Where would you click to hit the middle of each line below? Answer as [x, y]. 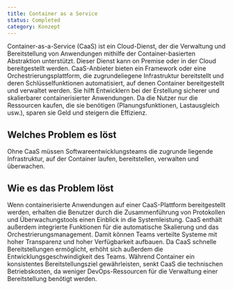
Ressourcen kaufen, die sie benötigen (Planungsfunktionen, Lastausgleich [113, 106]
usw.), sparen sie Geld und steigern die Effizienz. [77, 113]
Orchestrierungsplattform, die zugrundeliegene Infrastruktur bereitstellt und [115, 76]
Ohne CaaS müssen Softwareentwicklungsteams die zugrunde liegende [110, 152]
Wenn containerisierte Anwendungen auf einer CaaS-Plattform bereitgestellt [116, 205]
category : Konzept [34, 26]
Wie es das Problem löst [61, 188]
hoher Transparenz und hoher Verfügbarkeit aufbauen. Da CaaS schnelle [112, 242]
